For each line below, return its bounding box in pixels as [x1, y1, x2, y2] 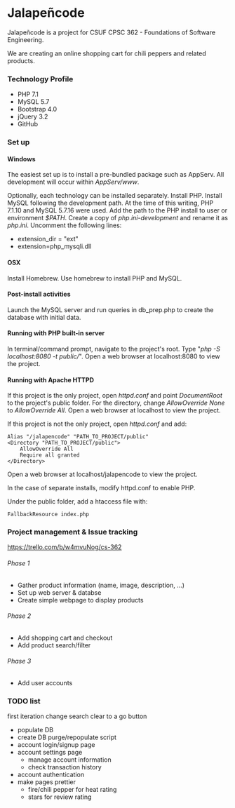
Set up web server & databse [17, 588, 102, 597]
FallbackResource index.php [7, 511, 90, 518]
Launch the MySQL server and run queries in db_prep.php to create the [7, 305, 214, 314]
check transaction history [27, 763, 102, 772]
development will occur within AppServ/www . [7, 177, 140, 187]
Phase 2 [7, 612, 32, 620]
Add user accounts [17, 679, 73, 687]
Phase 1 [7, 559, 30, 567]
